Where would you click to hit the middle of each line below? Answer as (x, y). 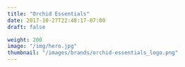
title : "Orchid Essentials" (49, 14)
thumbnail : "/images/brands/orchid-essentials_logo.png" (93, 53)
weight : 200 (25, 39)
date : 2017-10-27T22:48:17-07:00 (56, 20)
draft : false (26, 27)
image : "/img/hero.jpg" (42, 47)
